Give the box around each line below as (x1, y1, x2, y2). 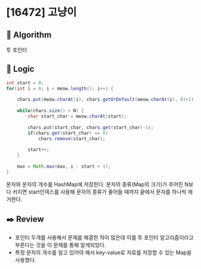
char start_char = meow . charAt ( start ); (28, 113, 127, 120)
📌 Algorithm (6, 29, 52, 40)
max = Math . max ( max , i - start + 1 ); (17, 163, 111, 170)
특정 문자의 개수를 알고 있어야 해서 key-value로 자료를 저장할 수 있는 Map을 (14, 249, 192, 256)
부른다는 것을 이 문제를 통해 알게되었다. (14, 241, 106, 249)
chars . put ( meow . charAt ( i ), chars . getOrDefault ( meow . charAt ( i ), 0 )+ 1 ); (17, 96, 197, 102)
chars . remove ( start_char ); (38, 135, 106, 141)
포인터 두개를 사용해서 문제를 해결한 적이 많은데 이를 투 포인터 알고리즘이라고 (14, 234, 194, 241)
